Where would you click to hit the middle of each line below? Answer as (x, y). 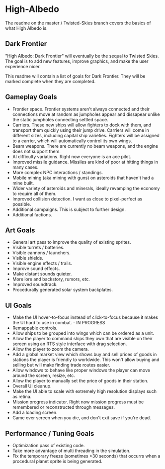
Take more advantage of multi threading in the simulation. (71, 451)
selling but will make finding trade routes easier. (61, 365)
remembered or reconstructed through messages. (64, 407)
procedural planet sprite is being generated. (57, 461)
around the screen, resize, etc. (44, 375)
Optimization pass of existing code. (48, 445)
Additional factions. (32, 214)
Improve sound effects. (36, 269)
